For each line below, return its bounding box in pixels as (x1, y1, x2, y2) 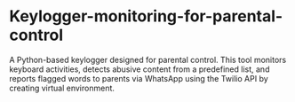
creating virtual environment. (9, 82, 116, 93)
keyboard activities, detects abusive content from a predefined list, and (9, 64, 270, 75)
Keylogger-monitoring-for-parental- (9, 6, 283, 27)
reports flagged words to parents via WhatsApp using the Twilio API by (9, 73, 268, 83)
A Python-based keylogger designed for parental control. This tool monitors (9, 54, 287, 65)
